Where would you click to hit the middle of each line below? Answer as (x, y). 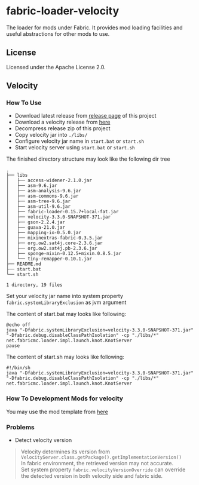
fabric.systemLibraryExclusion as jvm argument (66, 302)
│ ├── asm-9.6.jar (32, 186)
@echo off (19, 325)
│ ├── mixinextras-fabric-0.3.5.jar (54, 238)
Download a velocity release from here (62, 122)
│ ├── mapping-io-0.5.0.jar (44, 233)
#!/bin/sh (19, 368)
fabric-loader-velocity (63, 11)
